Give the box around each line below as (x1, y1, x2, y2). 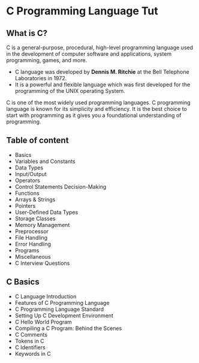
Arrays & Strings (14, 196, 56, 203)
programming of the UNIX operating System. (14, 87, 126, 94)
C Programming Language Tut (6, 4, 159, 18)
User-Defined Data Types (14, 208, 79, 216)
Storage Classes (14, 214, 56, 222)
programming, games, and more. (6, 57, 88, 63)
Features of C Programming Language (14, 299, 110, 306)
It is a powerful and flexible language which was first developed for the (14, 81, 191, 88)
